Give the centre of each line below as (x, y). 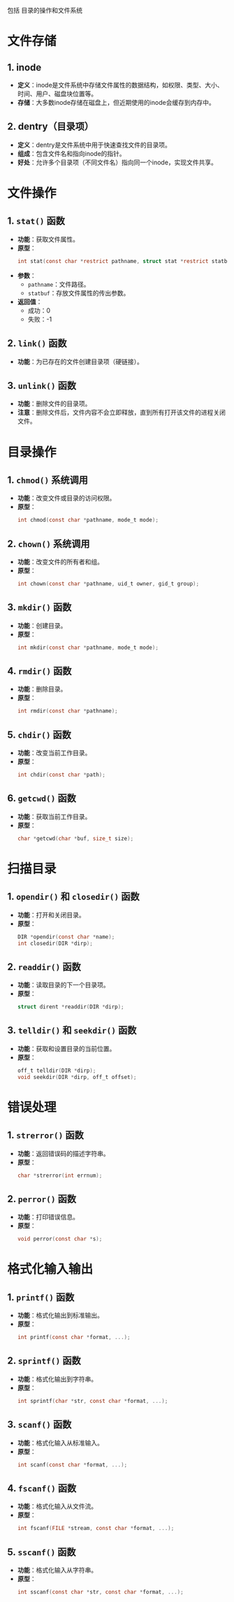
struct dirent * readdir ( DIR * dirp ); (71, 1007)
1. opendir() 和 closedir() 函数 (73, 897)
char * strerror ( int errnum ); (60, 1175)
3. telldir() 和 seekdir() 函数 (72, 1030)
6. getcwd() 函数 (42, 798)
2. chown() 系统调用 (49, 544)
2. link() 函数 (37, 344)
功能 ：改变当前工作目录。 (54, 753)
